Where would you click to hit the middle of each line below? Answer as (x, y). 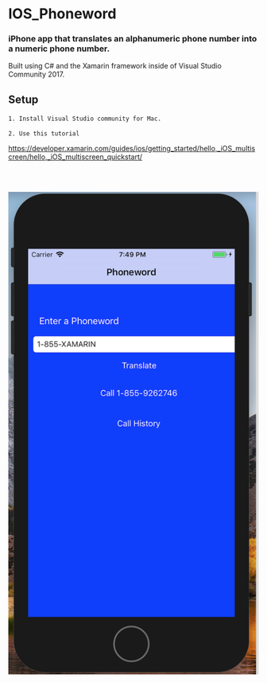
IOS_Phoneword (62, 14)
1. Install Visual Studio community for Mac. (85, 119)
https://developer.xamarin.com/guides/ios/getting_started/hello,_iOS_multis (132, 149)
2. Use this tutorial (44, 134)
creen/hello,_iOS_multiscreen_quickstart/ (75, 157)
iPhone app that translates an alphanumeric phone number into (133, 39)
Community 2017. (37, 74)
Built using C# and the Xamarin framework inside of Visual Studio (115, 66)
